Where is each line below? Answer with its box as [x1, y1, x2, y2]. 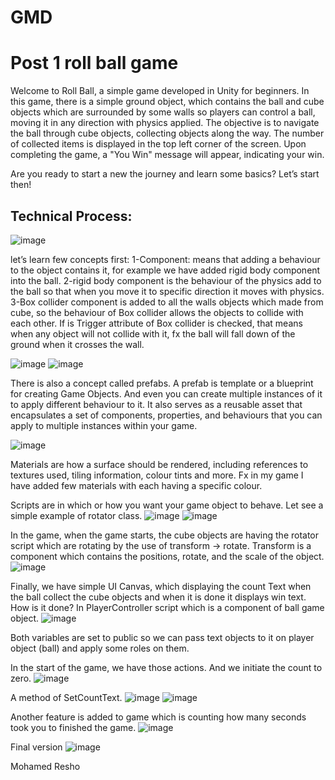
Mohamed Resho [10, 760, 81, 772]
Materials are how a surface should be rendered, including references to [10, 458, 309, 470]
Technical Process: [10, 207, 133, 225]
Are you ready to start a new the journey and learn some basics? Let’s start [10, 168, 320, 180]
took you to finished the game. [10, 721, 137, 733]
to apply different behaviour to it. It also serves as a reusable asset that [10, 398, 303, 410]
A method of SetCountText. [10, 691, 123, 703]
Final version [10, 741, 63, 753]
